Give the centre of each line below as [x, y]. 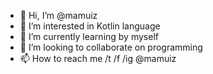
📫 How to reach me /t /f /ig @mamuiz [98, 58]
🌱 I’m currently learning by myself [89, 36]
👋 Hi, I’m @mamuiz [58, 15]
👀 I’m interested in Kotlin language [90, 26]
